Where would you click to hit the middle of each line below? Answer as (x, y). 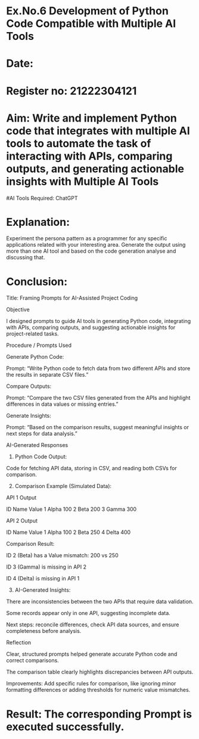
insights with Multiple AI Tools (83, 181)
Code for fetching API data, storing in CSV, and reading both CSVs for (91, 468)
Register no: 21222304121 (71, 91)
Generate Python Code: (35, 357)
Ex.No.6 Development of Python (87, 11)
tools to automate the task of (79, 143)
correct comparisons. (33, 660)
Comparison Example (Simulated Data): (63, 486)
